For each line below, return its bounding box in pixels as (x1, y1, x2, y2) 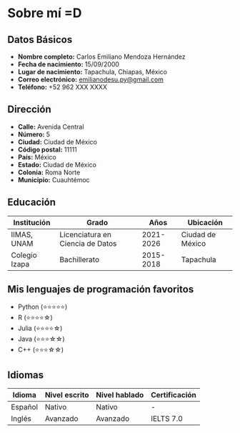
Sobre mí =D (7, 5, 82, 21)
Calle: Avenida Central (17, 122, 84, 131)
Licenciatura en (59, 229, 112, 239)
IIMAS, (11, 229, 34, 239)
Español (11, 402, 38, 412)
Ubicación (187, 217, 223, 227)
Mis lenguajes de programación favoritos (7, 284, 194, 296)
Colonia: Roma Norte (17, 168, 81, 176)
